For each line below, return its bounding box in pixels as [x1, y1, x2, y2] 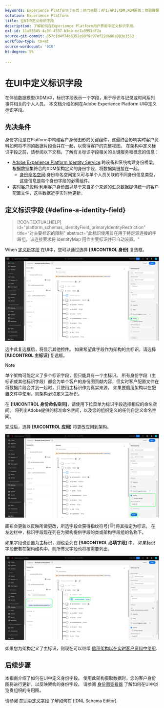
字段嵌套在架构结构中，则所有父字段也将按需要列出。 [5, 546, 112, 552]
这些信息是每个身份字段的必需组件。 [19, 178, 93, 184]
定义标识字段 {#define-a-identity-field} [5, 206, 126, 214]
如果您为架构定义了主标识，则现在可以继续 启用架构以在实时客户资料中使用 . [5, 645, 157, 652]
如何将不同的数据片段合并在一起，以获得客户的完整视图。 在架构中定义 [9, 143, 152, 149]
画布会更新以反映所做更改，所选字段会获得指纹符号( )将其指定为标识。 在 [5, 523, 156, 529]
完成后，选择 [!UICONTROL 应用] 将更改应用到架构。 [5, 424, 111, 430]
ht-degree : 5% [5, 49, 34, 54]
